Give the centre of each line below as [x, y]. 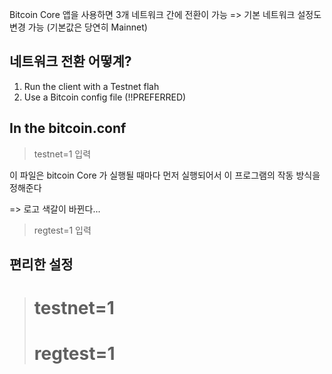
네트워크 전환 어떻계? [70, 61]
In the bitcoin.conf [68, 128]
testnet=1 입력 [62, 154]
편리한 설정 [41, 264]
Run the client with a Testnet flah [91, 86]
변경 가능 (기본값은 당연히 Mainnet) [78, 27]
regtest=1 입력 [62, 230]
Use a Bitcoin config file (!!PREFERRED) [105, 97]
